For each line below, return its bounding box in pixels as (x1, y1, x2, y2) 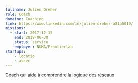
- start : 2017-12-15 (10, 30, 53, 35)
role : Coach (5, 12, 30, 17)
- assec (14, 58, 30, 63)
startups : (5, 49, 26, 54)
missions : (5, 26, 26, 31)
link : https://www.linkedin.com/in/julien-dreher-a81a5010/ (5, 21, 134, 26)
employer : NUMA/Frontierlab (14, 44, 73, 49)
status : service (14, 40, 49, 45)
